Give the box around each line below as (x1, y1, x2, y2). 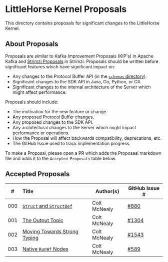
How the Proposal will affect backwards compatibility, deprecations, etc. (12, 135, 161, 141)
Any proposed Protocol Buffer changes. (12, 114, 94, 120)
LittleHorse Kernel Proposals (5, 3, 127, 15)
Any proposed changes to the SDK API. (12, 119, 93, 125)
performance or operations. (12, 130, 70, 136)
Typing (22, 234, 39, 241)
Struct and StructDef (22, 202, 72, 209)
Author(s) (95, 188, 119, 195)
